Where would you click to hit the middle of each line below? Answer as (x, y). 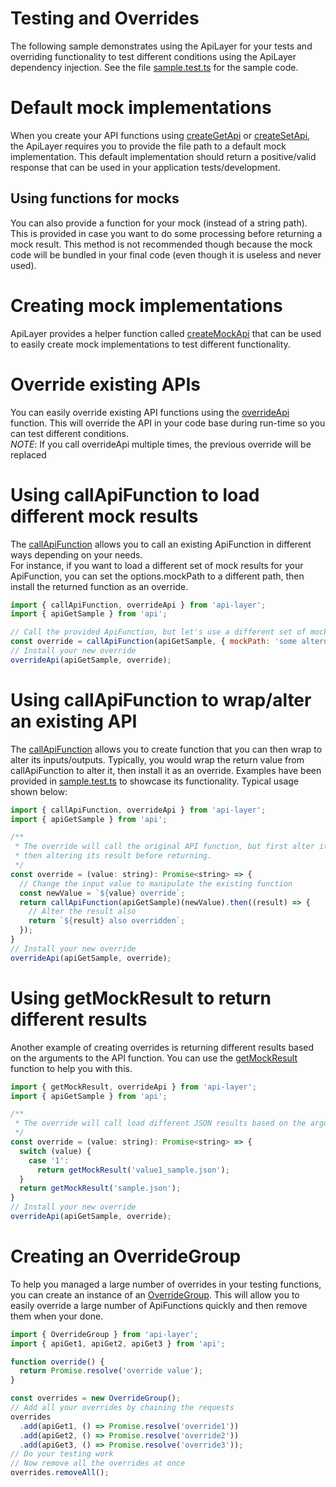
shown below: (39, 791)
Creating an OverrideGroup (126, 1256)
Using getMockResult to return (141, 998)
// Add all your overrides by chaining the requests (122, 1408)
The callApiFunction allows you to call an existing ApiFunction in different (161, 544)
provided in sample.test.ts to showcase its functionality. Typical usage (155, 781)
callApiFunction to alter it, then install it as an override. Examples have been (166, 770)
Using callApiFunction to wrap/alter (161, 699)
